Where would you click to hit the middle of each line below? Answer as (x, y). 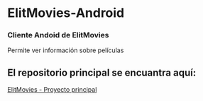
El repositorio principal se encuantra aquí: (102, 72)
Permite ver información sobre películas (66, 50)
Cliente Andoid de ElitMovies (58, 35)
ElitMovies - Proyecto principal (52, 90)
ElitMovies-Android (66, 13)
